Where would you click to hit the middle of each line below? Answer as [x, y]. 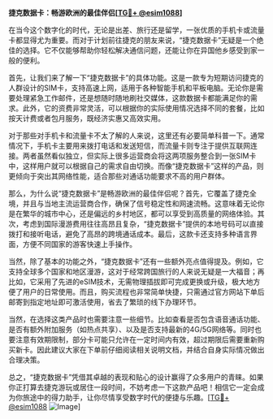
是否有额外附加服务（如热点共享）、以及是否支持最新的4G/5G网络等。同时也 [135, 329]
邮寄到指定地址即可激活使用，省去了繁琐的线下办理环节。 [104, 302]
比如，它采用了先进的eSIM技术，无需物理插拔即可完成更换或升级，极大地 [131, 282]
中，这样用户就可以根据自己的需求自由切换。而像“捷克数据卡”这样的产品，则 [136, 166]
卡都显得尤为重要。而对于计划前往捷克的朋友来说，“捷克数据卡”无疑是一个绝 [136, 40]
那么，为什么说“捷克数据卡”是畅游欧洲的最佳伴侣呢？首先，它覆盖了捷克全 [133, 193]
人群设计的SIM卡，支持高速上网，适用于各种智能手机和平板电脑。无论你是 [132, 88]
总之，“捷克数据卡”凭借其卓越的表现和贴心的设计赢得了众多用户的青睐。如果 [136, 377]
